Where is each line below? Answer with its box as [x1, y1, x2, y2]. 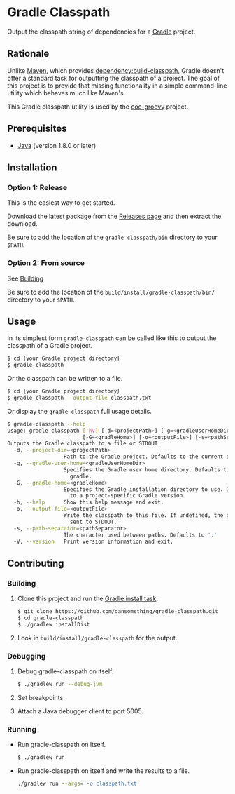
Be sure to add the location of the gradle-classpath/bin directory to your [7, 233, 218, 242]
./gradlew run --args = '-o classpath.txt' [17, 780, 141, 788]
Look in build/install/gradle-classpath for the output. [17, 633, 178, 642]
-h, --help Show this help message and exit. [13, 499, 164, 506]
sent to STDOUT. [69, 518, 117, 525]
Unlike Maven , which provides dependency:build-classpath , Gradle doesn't [7, 66, 225, 74]
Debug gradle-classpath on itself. [17, 667, 114, 675]
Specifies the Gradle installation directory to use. [63, 485, 224, 493]
